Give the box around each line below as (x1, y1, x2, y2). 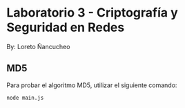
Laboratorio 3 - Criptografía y (6, 5, 178, 21)
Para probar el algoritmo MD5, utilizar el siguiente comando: (6, 81, 177, 89)
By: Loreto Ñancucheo (6, 42, 70, 51)
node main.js (6, 94, 44, 101)
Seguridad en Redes (6, 19, 125, 35)
